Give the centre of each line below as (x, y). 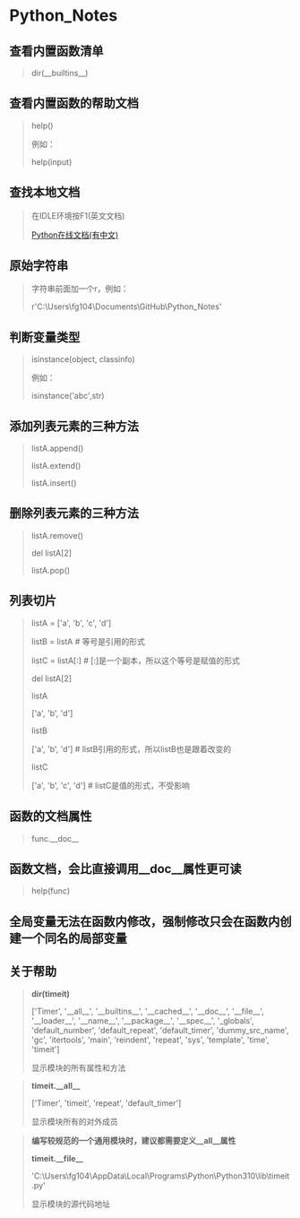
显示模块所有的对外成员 (74, 1121)
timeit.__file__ (57, 1158)
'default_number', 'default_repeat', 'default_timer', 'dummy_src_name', (160, 1030)
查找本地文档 (45, 192)
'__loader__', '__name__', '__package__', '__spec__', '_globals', (142, 1020)
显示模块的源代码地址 (70, 1204)
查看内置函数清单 (56, 51)
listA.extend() (56, 466)
